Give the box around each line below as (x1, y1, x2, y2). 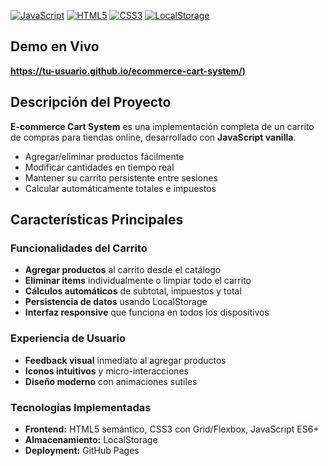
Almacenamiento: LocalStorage (24, 433, 158, 445)
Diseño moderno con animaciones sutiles (24, 375, 198, 387)
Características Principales (10, 211, 184, 229)
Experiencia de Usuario (10, 331, 126, 345)
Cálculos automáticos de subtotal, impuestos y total (24, 285, 242, 297)
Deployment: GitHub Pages (24, 444, 140, 456)
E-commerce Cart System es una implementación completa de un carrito (10, 120, 315, 132)
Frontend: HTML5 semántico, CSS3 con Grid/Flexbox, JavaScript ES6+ (24, 423, 320, 435)
